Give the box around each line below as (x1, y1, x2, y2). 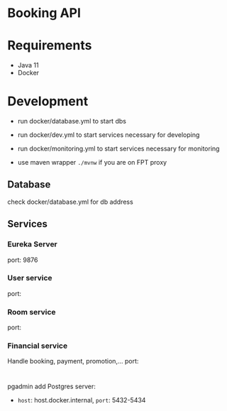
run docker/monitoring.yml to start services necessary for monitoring (17, 144, 220, 153)
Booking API (7, 5, 82, 21)
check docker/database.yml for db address (7, 197, 133, 206)
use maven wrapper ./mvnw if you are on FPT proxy (17, 158, 167, 167)
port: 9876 (7, 256, 38, 264)
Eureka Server (7, 239, 58, 249)
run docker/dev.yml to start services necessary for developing (17, 131, 200, 139)
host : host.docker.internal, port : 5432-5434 (17, 395, 146, 404)
